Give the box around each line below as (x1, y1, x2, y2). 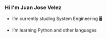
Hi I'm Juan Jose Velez (5, 4, 62, 11)
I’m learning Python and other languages (12, 27, 97, 33)
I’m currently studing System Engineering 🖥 (12, 15, 102, 21)
